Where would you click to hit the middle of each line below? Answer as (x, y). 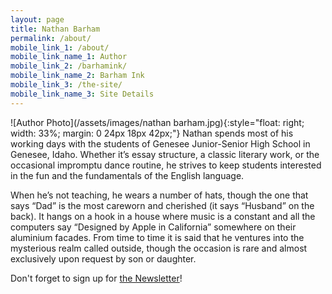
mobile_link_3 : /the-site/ (66, 85)
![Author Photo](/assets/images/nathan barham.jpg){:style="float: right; (157, 122)
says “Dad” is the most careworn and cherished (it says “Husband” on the (162, 205)
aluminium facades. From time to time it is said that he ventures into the (157, 237)
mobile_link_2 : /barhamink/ (69, 66)
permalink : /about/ (51, 38)
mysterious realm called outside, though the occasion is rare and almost (159, 248)
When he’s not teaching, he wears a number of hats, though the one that (159, 195)
